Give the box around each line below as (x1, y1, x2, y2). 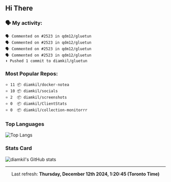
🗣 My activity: (5, 20, 43, 27)
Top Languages (5, 120, 45, 127)
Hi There (5, 4, 33, 13)
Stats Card (5, 144, 32, 152)
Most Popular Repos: (5, 70, 59, 77)
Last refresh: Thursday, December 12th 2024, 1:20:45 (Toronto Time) (11, 171, 160, 177)
